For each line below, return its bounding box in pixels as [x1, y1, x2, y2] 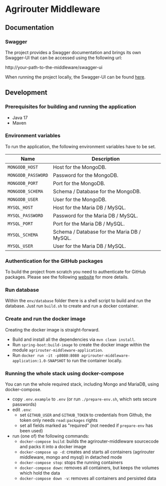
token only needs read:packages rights [19, 417, 98, 423]
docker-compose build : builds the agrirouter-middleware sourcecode [19, 438, 159, 444]
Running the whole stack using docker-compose [5, 370, 124, 377]
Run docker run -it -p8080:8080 [12, 352, 80, 358]
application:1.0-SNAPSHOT [12, 358, 66, 363]
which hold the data [19, 470, 60, 476]
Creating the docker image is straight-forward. [5, 326, 100, 332]
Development [5, 88, 48, 97]
